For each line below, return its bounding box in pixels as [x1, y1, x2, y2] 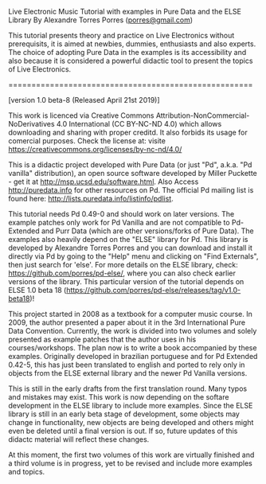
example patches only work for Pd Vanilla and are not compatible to [8, 218, 230, 227]
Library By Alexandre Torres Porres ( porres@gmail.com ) [8, 15, 194, 25]
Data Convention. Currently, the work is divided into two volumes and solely [8, 326, 257, 335]
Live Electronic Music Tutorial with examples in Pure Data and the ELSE [8, 7, 241, 16]
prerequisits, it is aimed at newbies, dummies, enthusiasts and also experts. [8, 39, 256, 49]
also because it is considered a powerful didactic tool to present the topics [8, 56, 253, 65]
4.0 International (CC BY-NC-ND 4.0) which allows [56, 119, 222, 128]
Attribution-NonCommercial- [155, 111, 250, 120]
